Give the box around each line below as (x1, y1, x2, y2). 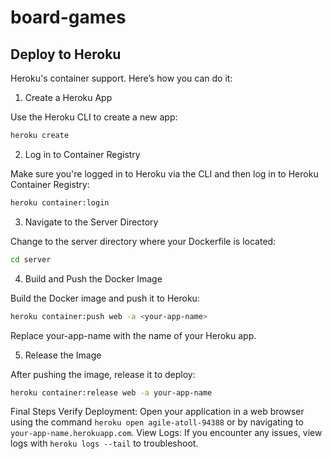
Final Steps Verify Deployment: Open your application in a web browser (10, 406, 305, 418)
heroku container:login (10, 197, 110, 208)
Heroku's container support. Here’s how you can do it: (10, 72, 233, 84)
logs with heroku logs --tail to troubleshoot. (10, 437, 199, 450)
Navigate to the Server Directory (24, 216, 159, 228)
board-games (10, 6, 127, 29)
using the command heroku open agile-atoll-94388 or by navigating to (10, 416, 304, 428)
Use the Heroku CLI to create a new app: (10, 111, 178, 123)
